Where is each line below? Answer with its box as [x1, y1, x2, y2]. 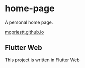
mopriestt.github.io [5, 29, 44, 35]
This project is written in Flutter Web [5, 57, 80, 63]
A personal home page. [5, 19, 53, 25]
